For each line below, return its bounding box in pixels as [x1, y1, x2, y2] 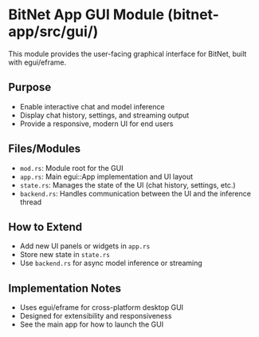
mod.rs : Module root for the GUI [19, 163, 124, 172]
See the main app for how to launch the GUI [19, 319, 164, 329]
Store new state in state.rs [19, 250, 110, 260]
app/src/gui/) [8, 22, 99, 41]
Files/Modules [8, 142, 81, 156]
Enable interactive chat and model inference [19, 101, 165, 111]
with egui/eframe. [8, 57, 67, 67]
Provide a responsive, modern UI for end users [19, 118, 174, 129]
